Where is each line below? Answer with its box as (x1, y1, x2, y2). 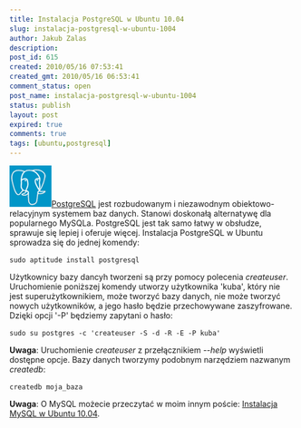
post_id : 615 (9, 53, 59, 63)
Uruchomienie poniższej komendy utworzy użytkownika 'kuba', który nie (9, 281, 281, 292)
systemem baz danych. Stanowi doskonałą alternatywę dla (52, 209, 272, 219)
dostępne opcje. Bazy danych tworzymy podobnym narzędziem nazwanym (9, 355, 291, 365)
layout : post (9, 110, 59, 120)
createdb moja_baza (9, 383, 83, 392)
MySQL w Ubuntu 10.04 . (9, 408, 101, 419)
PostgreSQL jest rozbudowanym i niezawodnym (51, 199, 230, 209)
